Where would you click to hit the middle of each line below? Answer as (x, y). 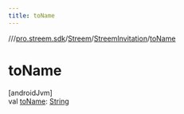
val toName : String (39, 101)
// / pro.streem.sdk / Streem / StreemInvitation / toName (92, 38)
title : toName (32, 16)
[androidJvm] (31, 92)
